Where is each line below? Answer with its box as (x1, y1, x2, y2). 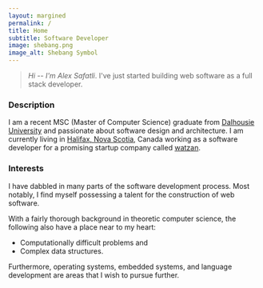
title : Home (8, 26, 48, 34)
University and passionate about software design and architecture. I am (8, 126, 244, 136)
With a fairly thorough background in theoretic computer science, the (8, 214, 237, 223)
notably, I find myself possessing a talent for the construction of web (8, 190, 235, 199)
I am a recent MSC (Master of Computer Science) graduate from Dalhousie (8, 118, 255, 127)
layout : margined (8, 11, 66, 20)
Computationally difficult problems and (19, 238, 149, 247)
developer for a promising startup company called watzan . (8, 143, 201, 153)
